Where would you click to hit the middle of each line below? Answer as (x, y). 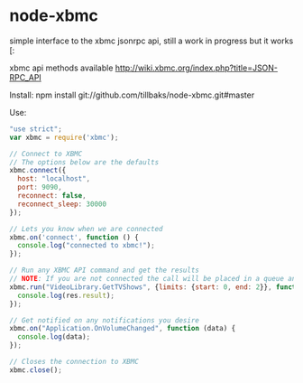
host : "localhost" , (54, 179)
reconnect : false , (52, 196)
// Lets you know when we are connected (87, 229)
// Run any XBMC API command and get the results (105, 271)
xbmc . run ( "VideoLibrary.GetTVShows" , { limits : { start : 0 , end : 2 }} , (141, 287)
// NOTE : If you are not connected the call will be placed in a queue (147, 279)
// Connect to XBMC (46, 154)
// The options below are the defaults (84, 162)
